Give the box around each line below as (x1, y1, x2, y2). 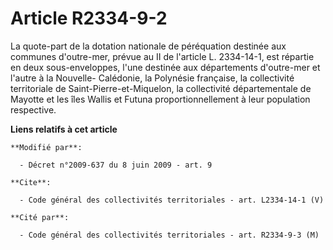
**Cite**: (10, 177, 52, 187)
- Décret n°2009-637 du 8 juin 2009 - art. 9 (19, 160, 213, 170)
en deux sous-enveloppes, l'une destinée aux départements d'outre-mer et (10, 61, 321, 73)
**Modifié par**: (10, 142, 83, 152)
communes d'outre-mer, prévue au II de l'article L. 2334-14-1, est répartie (10, 50, 315, 62)
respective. (10, 103, 57, 116)
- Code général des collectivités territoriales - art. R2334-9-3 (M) (19, 230, 320, 240)
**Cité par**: (10, 212, 70, 222)
